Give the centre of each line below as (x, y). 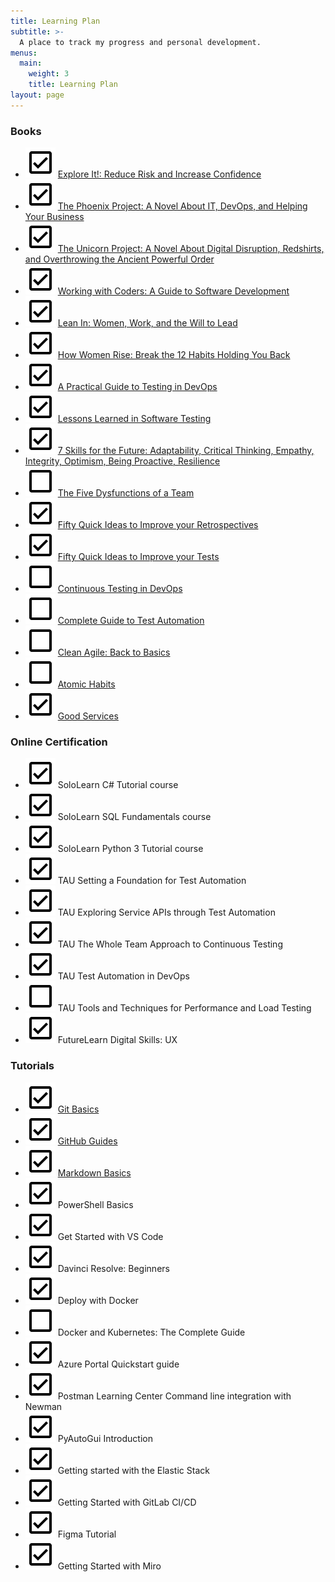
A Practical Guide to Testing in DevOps (137, 387)
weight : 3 (49, 74)
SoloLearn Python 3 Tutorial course (130, 849)
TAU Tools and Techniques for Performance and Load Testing (184, 1008)
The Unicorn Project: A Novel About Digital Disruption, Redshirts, (191, 249)
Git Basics (78, 1109)
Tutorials (32, 1066)
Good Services (88, 716)
